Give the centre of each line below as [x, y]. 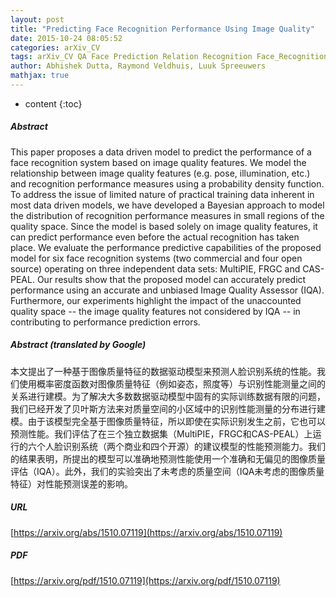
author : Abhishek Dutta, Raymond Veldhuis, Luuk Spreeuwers [138, 66]
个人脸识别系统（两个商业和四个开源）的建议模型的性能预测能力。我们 [181, 446]
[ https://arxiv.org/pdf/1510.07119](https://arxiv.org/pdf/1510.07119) [145, 580]
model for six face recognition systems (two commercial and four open [156, 258]
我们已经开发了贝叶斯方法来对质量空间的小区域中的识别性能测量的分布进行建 [168, 408]
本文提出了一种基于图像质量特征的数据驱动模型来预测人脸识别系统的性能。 [163, 371]
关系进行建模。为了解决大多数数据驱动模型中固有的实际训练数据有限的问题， [168, 396]
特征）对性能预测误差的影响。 [71, 483]
